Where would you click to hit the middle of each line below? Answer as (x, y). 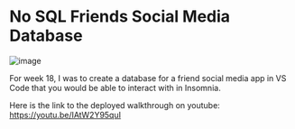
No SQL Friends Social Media (120, 17)
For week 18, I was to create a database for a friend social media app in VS (148, 78)
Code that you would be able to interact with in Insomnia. (115, 88)
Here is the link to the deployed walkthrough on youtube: (115, 105)
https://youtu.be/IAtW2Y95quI (65, 115)
